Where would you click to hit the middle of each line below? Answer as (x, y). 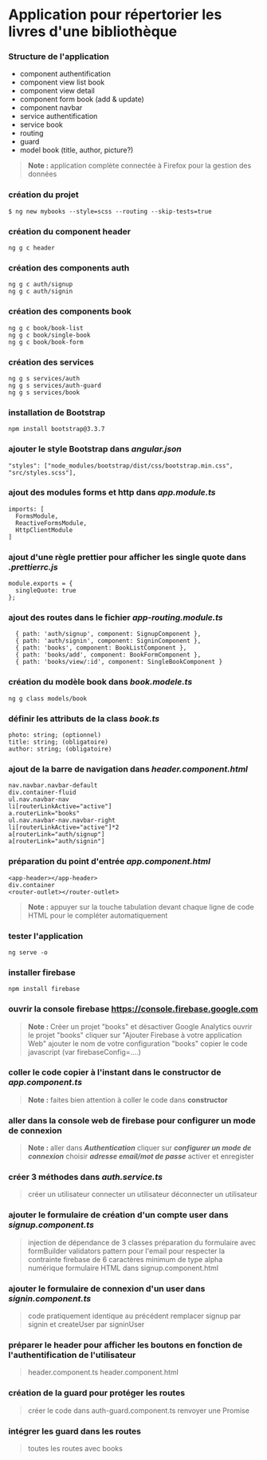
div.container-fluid (43, 793)
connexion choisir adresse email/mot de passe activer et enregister (141, 1156)
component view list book (62, 82)
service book (41, 124)
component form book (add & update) (82, 99)
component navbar (51, 108)
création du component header (70, 231)
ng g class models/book (48, 698)
